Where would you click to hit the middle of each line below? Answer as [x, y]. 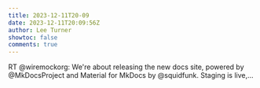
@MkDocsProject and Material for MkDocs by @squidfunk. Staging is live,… [131, 75]
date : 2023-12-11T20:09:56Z [54, 23]
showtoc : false [33, 37]
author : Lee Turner [40, 30]
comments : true [33, 45]
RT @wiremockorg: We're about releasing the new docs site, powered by [126, 67]
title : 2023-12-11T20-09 [49, 15]
